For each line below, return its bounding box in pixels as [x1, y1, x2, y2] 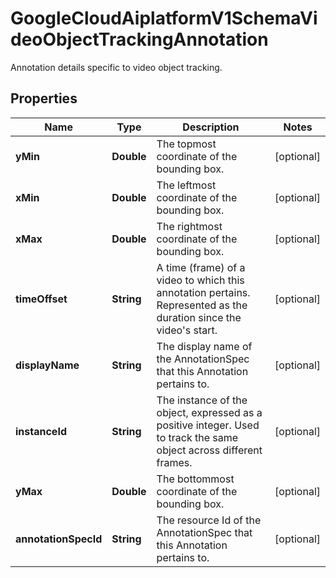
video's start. [156, 323, 218, 337]
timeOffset [15, 292, 68, 306]
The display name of [156, 339, 253, 353]
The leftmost [156, 178, 217, 192]
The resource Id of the [156, 513, 262, 527]
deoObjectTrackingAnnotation [10, 28, 269, 51]
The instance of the [156, 393, 248, 407]
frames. [156, 455, 193, 469]
